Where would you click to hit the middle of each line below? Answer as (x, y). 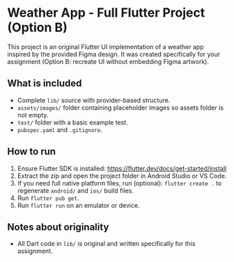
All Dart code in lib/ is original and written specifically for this (106, 244)
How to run (32, 152)
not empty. (33, 115)
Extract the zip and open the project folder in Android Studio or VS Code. (122, 176)
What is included (45, 84)
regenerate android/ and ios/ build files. (76, 190)
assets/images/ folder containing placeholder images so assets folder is (120, 107)
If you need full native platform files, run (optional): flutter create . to (119, 183)
